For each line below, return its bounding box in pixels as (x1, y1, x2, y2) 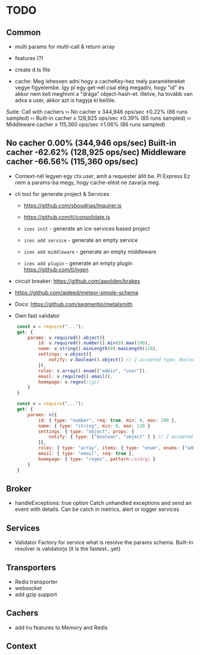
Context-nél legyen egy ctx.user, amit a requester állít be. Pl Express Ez (14, 172, 190, 179)
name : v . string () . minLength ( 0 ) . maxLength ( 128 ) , (37, 346, 159, 352)
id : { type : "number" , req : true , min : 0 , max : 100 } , (37, 417, 177, 423)
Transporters (6, 562, 57, 572)
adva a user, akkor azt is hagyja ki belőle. (14, 96, 116, 104)
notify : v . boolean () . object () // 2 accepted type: (48, 357, 177, 363)
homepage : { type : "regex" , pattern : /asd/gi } (37, 456, 156, 462)
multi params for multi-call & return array (14, 43, 115, 50)
